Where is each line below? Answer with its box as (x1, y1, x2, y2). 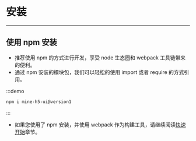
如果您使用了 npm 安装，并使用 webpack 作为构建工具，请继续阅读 (14, 121, 176, 128)
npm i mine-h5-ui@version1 (6, 98, 72, 105)
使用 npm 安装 (6, 37, 57, 47)
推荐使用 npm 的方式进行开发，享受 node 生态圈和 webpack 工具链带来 (14, 54, 186, 61)
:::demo (6, 87, 24, 94)
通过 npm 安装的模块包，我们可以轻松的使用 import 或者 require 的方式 (14, 68, 184, 76)
